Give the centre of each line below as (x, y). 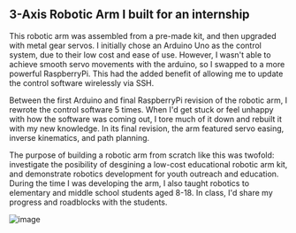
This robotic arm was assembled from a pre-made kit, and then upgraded (143, 35)
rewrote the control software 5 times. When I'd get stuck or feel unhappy (141, 109)
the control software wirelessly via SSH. (82, 82)
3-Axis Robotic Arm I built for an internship (129, 15)
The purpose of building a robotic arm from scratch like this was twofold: (142, 155)
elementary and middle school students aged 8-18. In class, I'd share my (141, 192)
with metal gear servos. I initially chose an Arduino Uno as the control (136, 45)
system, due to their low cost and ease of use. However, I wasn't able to (140, 54)
